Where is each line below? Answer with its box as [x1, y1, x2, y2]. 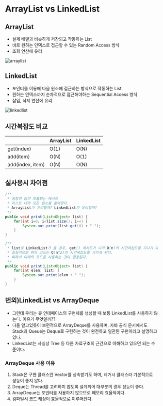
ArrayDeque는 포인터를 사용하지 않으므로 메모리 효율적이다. [12, 390, 126, 396]
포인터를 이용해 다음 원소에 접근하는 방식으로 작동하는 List [12, 85, 122, 91]
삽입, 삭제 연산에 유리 [12, 97, 52, 103]
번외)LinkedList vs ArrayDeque [5, 297, 99, 305]
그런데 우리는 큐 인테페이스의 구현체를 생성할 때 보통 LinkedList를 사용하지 [12, 310, 153, 316]
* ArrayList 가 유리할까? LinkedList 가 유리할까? [7, 205, 97, 210]
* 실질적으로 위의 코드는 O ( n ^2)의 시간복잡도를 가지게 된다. [7, 250, 113, 255]
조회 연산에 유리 [12, 48, 42, 54]
